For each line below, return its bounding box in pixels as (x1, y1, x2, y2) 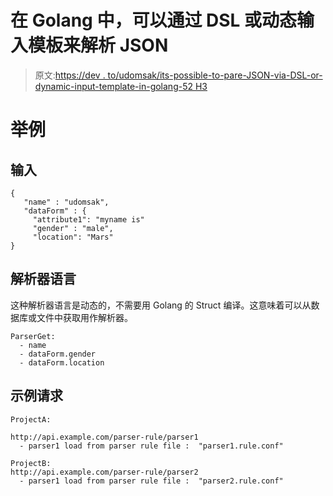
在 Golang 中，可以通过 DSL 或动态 (10, 9, 298, 32)
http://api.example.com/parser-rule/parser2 (10, 467, 199, 477)
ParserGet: (10, 331, 56, 341)
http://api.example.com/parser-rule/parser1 (10, 432, 199, 442)
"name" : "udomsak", (23, 197, 110, 207)
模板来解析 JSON (28, 34, 169, 57)
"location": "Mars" (32, 232, 114, 242)
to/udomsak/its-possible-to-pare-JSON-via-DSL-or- (107, 69, 323, 81)
